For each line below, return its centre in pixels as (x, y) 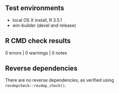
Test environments (35, 8)
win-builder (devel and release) (44, 25)
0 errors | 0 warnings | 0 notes (36, 53)
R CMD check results (38, 41)
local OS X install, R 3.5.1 (37, 20)
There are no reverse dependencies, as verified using (60, 80)
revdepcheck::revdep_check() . (36, 86)
